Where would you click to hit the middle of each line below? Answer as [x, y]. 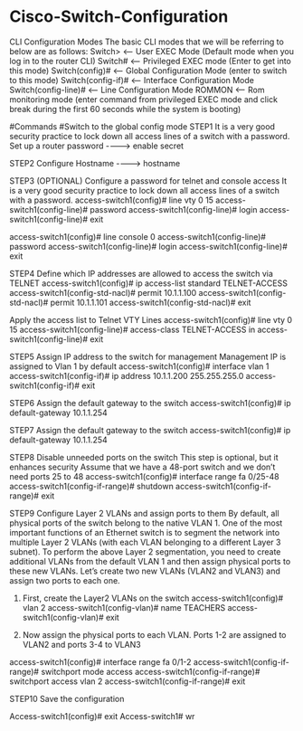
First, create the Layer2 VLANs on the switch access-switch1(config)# [153, 598]
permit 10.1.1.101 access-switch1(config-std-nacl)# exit [151, 302]
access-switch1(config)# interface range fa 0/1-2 [100, 661]
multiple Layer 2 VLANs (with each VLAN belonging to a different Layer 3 [145, 542]
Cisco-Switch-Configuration [119, 17]
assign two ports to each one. [65, 580]
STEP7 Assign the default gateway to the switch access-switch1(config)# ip [150, 430]
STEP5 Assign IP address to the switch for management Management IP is [148, 356]
